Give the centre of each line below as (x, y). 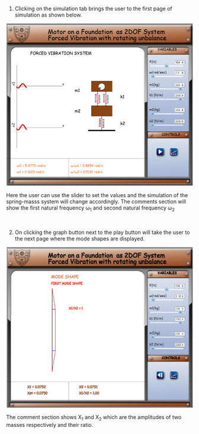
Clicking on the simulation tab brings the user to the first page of (94, 9)
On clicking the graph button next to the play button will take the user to (102, 232)
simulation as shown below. (48, 15)
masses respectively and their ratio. (50, 425)
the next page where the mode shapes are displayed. (80, 238)
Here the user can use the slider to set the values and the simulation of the (97, 195)
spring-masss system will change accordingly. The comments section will (96, 201)
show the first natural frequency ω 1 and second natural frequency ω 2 (90, 208)
